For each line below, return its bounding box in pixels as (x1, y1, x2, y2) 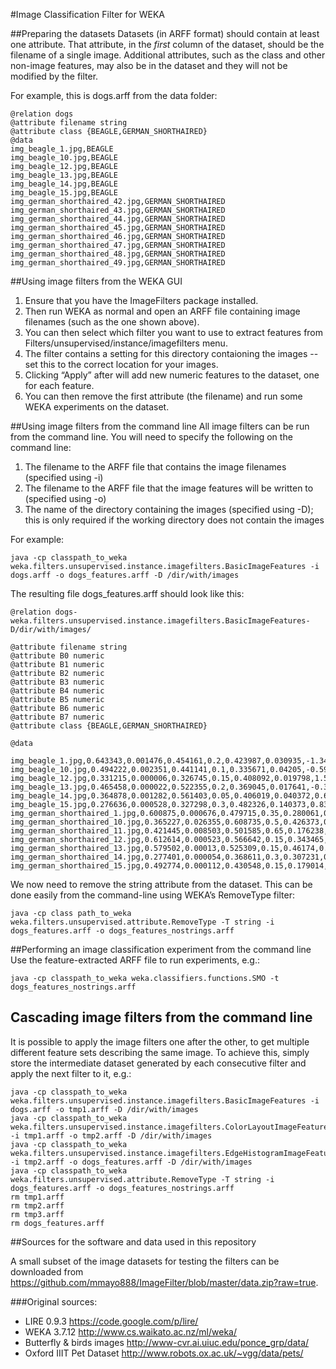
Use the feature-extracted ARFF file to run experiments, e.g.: (10, 954, 260, 966)
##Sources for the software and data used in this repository (10, 1235, 257, 1248)
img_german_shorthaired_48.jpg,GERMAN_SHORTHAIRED (10, 249, 226, 259)
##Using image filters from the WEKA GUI (10, 275, 183, 287)
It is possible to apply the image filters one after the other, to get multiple (10, 1035, 310, 1048)
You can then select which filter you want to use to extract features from (24, 327, 324, 338)
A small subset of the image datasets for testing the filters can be (10, 1255, 280, 1267)
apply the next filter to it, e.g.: (10, 1067, 132, 1079)
